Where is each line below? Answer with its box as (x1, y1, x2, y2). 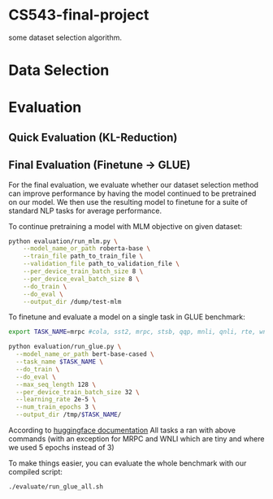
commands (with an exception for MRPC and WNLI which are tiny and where (8, 434, 265, 444)
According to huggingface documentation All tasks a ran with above (8, 425, 236, 436)
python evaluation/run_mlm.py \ (8, 237, 118, 245)
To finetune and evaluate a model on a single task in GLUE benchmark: (8, 312, 245, 322)
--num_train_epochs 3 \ (15, 403, 96, 411)
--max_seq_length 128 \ (15, 380, 96, 388)
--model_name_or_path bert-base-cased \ (15, 350, 154, 358)
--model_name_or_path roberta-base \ (23, 245, 151, 253)
